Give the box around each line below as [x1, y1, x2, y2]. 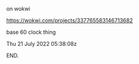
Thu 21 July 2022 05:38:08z [6, 40, 77, 47]
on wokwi [6, 5, 30, 12]
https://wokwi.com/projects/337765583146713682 [6, 17, 134, 24]
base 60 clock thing [6, 28, 56, 36]
